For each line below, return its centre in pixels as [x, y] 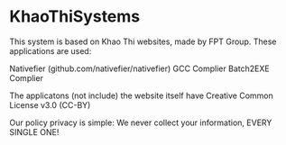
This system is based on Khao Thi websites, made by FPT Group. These [143, 41]
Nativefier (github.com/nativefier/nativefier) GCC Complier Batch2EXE [139, 68]
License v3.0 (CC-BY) [50, 104]
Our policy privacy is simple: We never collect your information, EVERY [141, 122]
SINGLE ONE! [34, 131]
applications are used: [51, 50]
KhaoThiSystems [75, 17]
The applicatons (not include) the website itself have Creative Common [141, 95]
